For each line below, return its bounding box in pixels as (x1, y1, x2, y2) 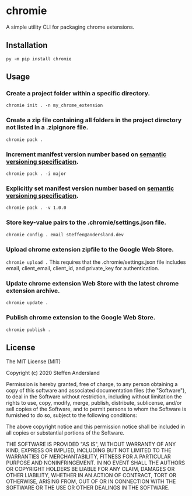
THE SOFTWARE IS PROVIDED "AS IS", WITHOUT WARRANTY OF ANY (6, 440, 176, 448)
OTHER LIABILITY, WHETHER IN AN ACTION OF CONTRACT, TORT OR (6, 472, 176, 479)
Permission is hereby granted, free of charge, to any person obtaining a (6, 381, 178, 388)
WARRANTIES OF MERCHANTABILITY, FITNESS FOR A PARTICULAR (6, 453, 171, 460)
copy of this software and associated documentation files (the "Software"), (6, 387, 187, 394)
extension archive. (6, 287, 60, 295)
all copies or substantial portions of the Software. (6, 429, 124, 436)
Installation (6, 40, 48, 50)
